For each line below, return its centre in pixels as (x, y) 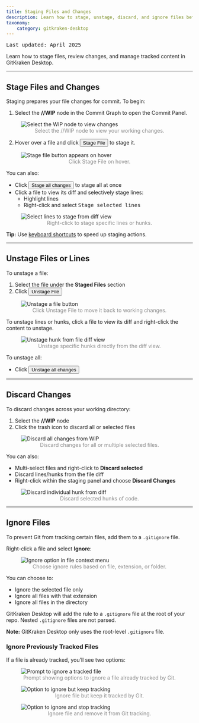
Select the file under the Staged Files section (70, 284)
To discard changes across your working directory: (68, 409)
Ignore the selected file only (49, 589)
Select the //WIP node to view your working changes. (99, 131)
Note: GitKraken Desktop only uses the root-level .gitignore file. (85, 631)
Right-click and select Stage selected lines (82, 205)
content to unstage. (30, 328)
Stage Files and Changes (53, 87)
